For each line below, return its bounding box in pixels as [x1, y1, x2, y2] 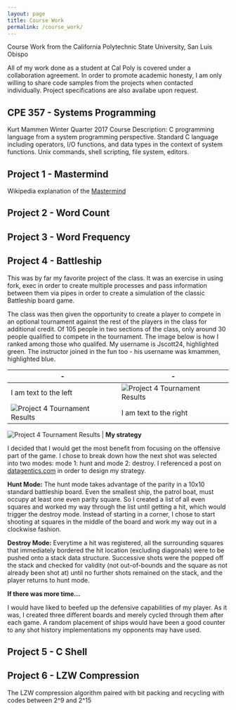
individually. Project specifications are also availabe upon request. [7, 86, 199, 95]
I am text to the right [122, 407, 188, 417]
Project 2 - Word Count [7, 207, 110, 219]
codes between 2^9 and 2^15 [7, 696, 92, 704]
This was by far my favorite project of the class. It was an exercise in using [7, 274, 223, 282]
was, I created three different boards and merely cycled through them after [7, 610, 224, 619]
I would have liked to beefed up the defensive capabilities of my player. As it [7, 603, 228, 611]
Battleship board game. [7, 296, 75, 305]
